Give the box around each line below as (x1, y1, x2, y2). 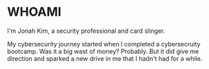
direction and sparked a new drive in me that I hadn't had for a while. (7, 54, 203, 62)
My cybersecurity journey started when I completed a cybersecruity (7, 40, 201, 48)
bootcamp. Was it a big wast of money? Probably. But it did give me (7, 47, 199, 55)
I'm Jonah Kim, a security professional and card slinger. (7, 27, 166, 35)
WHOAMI (7, 4, 62, 20)
